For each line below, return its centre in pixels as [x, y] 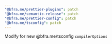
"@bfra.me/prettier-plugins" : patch [41, 9]
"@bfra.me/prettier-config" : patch [40, 18]
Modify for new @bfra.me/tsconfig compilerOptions [56, 36]
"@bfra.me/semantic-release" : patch [41, 14]
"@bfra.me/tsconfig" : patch [33, 23]
